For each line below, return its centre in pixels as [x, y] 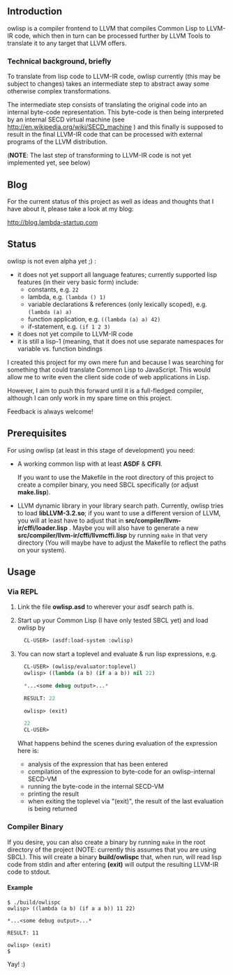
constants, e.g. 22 [53, 289]
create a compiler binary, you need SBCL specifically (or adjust [108, 485]
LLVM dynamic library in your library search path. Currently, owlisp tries [120, 506]
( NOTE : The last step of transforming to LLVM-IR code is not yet [99, 156]
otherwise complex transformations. [59, 91]
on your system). [42, 550]
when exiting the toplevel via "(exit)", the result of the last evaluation [126, 801]
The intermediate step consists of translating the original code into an [107, 105]
